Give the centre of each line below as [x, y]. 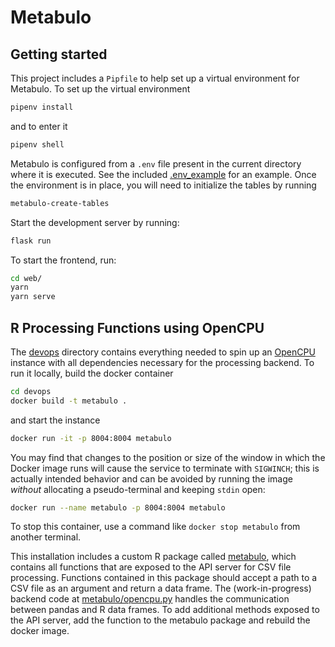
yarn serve [33, 297]
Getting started [59, 54]
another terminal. [46, 537]
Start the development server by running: [95, 222]
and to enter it [39, 126]
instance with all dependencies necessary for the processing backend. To [162, 362]
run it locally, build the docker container [92, 373]
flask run [31, 241]
